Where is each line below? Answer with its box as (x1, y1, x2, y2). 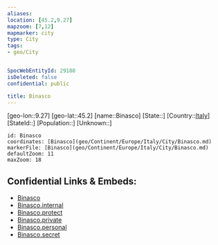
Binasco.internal (17, 201, 64, 210)
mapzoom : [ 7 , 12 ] (7, 23, 54, 30)
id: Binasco (7, 132, 42, 139)
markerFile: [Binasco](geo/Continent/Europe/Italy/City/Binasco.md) (7, 145, 209, 152)
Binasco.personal (17, 223, 67, 232)
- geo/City (7, 49, 39, 56)
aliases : (7, 10, 33, 17)
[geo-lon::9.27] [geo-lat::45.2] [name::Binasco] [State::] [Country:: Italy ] (7, 111, 210, 120)
